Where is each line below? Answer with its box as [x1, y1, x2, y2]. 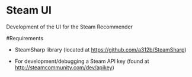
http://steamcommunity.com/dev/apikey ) [14, 63, 114, 71]
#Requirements [6, 34, 43, 41]
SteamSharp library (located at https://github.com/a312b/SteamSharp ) [14, 46, 187, 53]
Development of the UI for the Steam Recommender [6, 23, 133, 30]
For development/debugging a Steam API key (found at [14, 57, 149, 65]
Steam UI [6, 4, 52, 17]
